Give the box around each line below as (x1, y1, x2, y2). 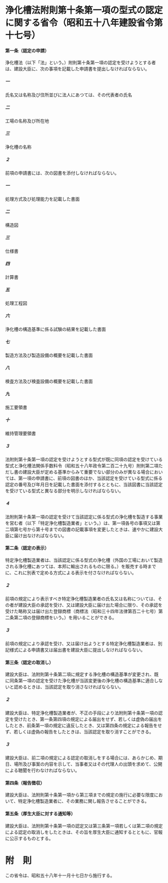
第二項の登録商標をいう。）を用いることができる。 (13, 614, 116, 620)
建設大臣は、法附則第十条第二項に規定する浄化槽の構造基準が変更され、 (5, 671, 154, 678)
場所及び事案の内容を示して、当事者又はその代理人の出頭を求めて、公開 (13, 761, 162, 767)
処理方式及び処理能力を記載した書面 (5, 196, 80, 202)
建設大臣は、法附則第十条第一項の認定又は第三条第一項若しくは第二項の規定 (5, 823, 163, 829)
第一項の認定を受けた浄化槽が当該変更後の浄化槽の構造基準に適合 (18, 678, 154, 684)
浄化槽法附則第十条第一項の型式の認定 (5, 5, 163, 16)
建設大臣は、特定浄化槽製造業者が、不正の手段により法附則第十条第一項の (5, 710, 158, 716)
